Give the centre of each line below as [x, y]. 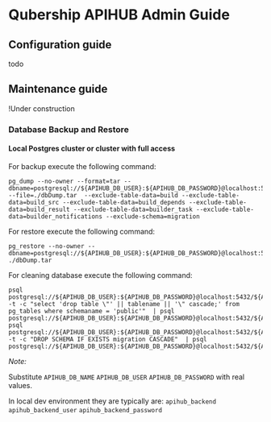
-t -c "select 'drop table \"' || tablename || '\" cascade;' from [124, 304]
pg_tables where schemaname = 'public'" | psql [92, 311]
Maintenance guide [58, 89]
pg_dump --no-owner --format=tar [65, 181]
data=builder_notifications [56, 216]
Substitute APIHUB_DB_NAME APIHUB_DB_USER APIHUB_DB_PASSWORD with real [126, 377]
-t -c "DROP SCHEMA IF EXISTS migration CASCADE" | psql [108, 339]
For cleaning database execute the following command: [100, 275]
